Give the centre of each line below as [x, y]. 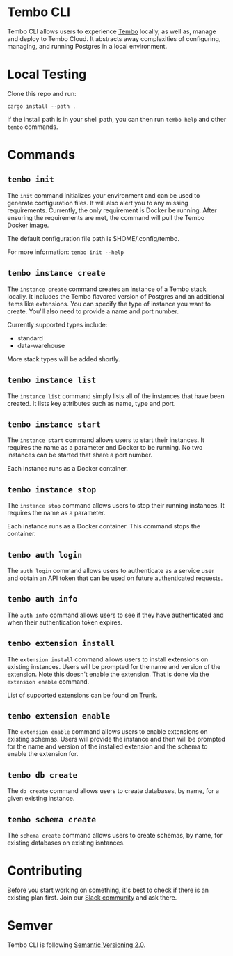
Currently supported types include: [57, 324]
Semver [30, 926]
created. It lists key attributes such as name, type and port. [91, 403]
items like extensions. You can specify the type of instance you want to [109, 304]
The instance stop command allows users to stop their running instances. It [116, 506]
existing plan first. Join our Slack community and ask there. [92, 897]
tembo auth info [42, 599]
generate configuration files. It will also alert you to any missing [98, 203]
